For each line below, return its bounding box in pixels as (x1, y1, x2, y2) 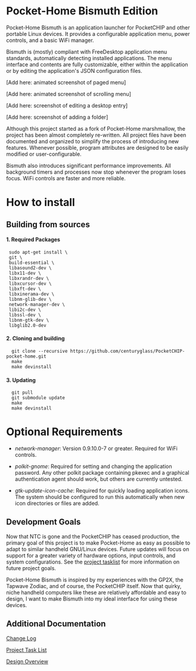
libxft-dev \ (8, 285, 42, 292)
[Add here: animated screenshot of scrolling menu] (6, 90, 132, 97)
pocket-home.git (6, 353, 46, 359)
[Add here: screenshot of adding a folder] (6, 113, 108, 121)
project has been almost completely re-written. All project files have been (6, 131, 186, 138)
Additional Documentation (6, 619, 106, 629)
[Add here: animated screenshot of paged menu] (6, 79, 126, 86)
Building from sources (6, 219, 91, 229)
